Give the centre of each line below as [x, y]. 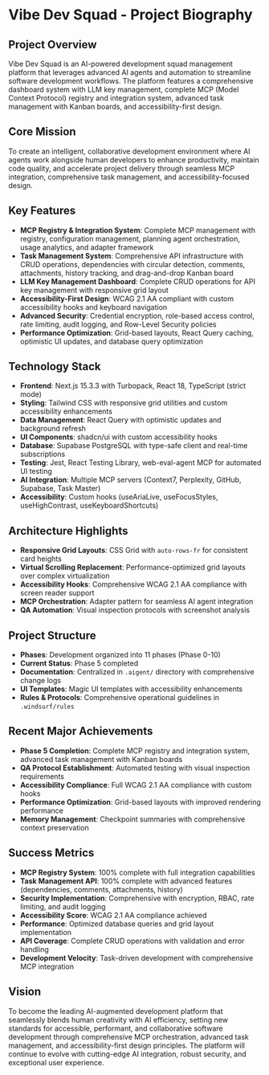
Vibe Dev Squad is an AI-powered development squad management [120, 64]
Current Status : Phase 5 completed [79, 663]
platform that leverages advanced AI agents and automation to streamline [130, 72]
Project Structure [52, 635]
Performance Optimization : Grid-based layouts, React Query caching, [137, 332]
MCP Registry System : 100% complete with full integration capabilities [137, 872]
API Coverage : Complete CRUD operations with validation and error [132, 941]
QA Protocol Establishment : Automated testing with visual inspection [135, 768]
